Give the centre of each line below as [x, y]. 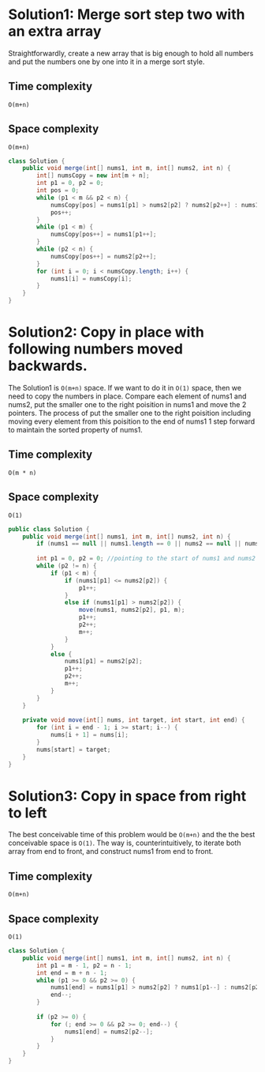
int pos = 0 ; [58, 191]
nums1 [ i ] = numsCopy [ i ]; [91, 278]
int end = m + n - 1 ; [72, 973]
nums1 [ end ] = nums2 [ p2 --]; [109, 1032]
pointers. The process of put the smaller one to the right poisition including [130, 413]
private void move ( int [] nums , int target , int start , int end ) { [134, 720]
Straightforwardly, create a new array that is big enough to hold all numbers [131, 53]
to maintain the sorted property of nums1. [76, 430]
